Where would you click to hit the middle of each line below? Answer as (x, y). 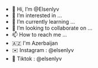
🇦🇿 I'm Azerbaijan (35, 43)
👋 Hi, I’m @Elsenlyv (35, 9)
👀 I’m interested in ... (37, 15)
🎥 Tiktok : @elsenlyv (37, 59)
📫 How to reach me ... (39, 35)
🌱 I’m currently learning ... (43, 22)
